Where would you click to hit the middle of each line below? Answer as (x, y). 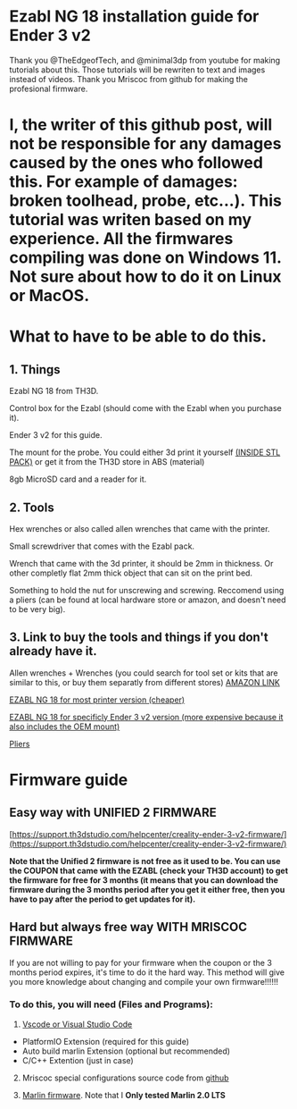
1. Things (35, 370)
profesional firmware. (49, 88)
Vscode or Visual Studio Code (77, 1024)
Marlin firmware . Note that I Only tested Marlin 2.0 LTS (124, 1095)
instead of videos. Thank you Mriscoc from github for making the (128, 79)
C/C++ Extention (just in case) (78, 1060)
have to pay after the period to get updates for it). (103, 899)
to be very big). (37, 609)
